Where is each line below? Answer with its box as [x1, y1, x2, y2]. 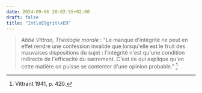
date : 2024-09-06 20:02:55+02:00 [6, 8, 90, 15]
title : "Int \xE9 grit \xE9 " [6, 20, 71, 26]
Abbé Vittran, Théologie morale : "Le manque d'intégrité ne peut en [20, 37, 188, 44]
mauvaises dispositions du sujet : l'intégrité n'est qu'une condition [20, 49, 185, 56]
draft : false [6, 14, 39, 20]
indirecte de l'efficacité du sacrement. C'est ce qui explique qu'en [20, 55, 185, 63]
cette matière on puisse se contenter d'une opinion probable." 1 [20, 62, 178, 70]
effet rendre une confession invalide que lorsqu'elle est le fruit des [20, 43, 186, 50]
